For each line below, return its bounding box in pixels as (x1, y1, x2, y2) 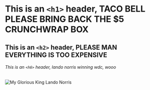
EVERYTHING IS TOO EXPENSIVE (5, 51, 108, 59)
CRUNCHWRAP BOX (5, 24, 89, 35)
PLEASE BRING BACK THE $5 (5, 14, 124, 25)
